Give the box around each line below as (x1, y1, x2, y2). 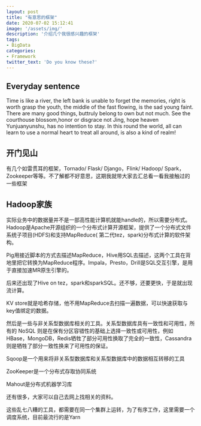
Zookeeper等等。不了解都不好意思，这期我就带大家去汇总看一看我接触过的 (6, 172, 190, 180)
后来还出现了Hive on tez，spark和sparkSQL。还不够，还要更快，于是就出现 (6, 279, 193, 286)
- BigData (6, 43, 31, 49)
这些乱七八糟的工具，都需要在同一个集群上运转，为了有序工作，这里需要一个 (6, 406, 195, 413)
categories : (6, 48, 36, 54)
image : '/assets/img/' (6, 25, 63, 32)
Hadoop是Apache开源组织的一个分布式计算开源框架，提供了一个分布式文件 (6, 223, 191, 231)
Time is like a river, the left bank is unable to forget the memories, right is (6, 97, 186, 104)
